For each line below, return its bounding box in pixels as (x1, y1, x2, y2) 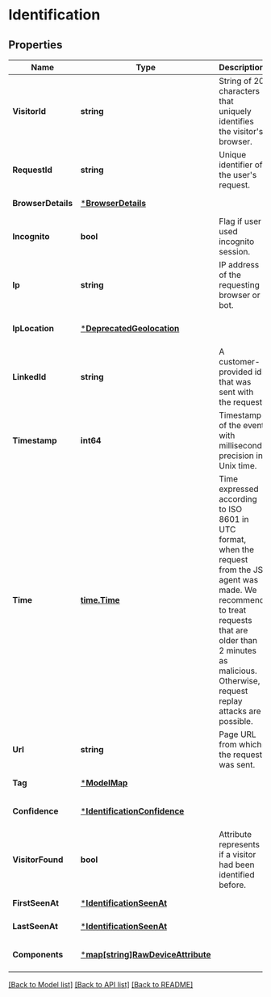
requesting (219, 280, 260, 290)
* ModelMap (80, 777, 128, 789)
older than (219, 635, 258, 646)
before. (219, 879, 247, 890)
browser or (219, 289, 261, 301)
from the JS (219, 564, 264, 575)
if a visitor (219, 849, 256, 860)
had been (219, 859, 255, 870)
